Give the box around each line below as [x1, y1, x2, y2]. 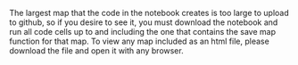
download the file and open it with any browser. [9, 45, 185, 56]
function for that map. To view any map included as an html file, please [9, 36, 269, 46]
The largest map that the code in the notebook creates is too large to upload [9, 8, 290, 18]
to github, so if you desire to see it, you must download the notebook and [9, 17, 278, 28]
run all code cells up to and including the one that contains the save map [9, 27, 277, 37]
